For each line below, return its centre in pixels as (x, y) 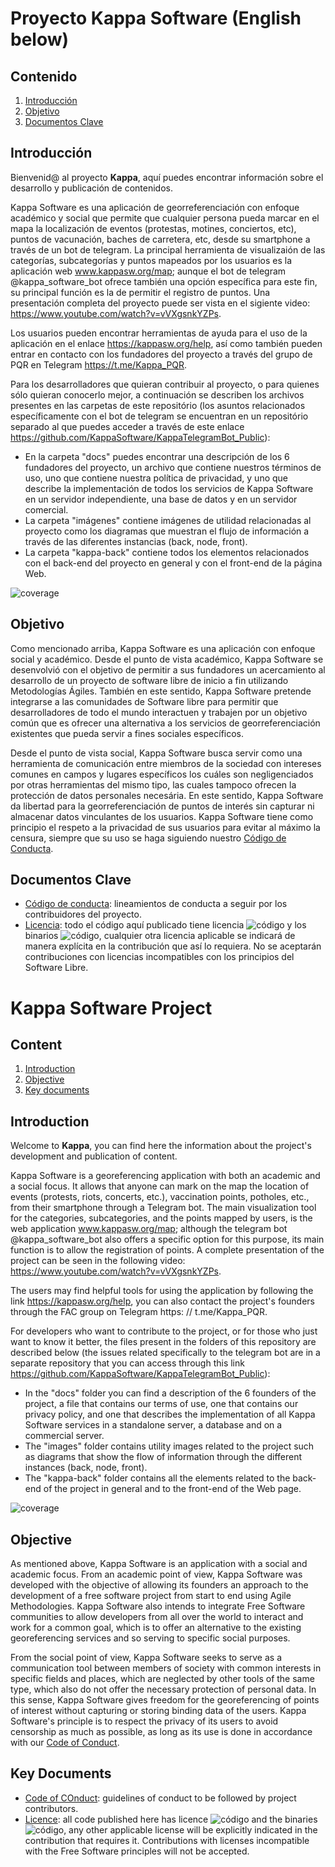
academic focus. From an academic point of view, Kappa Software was (156, 1574)
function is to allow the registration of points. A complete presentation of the (167, 1250)
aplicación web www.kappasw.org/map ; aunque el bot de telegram (148, 271)
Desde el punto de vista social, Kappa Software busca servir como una (156, 753)
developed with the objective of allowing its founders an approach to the (159, 1585)
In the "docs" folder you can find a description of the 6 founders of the (170, 1393)
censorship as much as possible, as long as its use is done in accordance (161, 1732)
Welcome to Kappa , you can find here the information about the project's (161, 1146)
